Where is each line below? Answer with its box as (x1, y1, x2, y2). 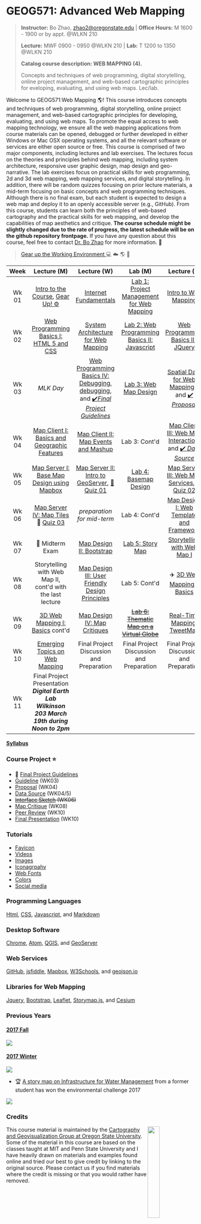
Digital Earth (32, 687, 69, 695)
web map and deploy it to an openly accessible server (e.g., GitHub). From (6, 200, 190, 207)
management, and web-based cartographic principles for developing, (6, 111, 178, 118)
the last (40, 590, 62, 599)
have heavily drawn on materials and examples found (6, 1152, 138, 1159)
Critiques (83, 626, 109, 634)
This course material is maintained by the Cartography (6, 1126, 141, 1134)
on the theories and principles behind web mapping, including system (6, 156, 178, 163)
